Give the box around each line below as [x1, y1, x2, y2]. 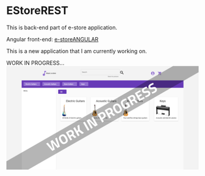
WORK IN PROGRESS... [6, 59, 65, 66]
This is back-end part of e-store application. [6, 24, 118, 31]
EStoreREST [6, 4, 69, 18]
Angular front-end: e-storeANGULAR [6, 35, 99, 43]
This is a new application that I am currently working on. [6, 47, 148, 55]
